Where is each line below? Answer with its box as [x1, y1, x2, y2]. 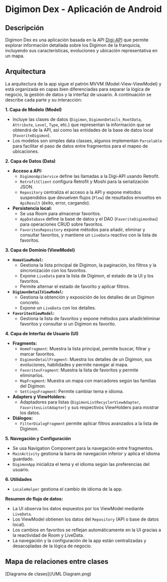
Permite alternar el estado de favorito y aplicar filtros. [19, 283, 130, 289]
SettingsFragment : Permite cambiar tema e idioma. [19, 388, 124, 394]
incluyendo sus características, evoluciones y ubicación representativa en [5, 48, 157, 53]
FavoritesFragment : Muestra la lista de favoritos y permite [19, 367, 138, 373]
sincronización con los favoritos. [19, 267, 87, 273]
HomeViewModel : [12, 256, 43, 262]
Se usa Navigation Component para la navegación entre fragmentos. [12, 445, 154, 451]
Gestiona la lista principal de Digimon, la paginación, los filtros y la [19, 262, 156, 268]
